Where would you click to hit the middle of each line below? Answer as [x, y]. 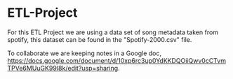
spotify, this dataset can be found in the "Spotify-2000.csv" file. [100, 39]
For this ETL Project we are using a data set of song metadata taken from [113, 32]
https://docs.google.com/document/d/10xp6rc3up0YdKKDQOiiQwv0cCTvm [117, 60]
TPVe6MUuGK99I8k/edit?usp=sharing [63, 68]
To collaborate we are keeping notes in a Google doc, [85, 53]
